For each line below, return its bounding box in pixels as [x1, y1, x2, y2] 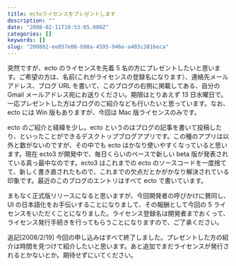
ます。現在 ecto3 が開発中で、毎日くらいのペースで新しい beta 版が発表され [7, 150, 228, 158]
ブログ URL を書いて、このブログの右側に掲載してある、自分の [37, 82, 220, 89]
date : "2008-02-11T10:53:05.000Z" [7, 23, 110, 31]
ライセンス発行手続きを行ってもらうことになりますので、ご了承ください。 [7, 218, 223, 226]
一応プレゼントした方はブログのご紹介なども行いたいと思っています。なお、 [7, 99, 230, 107]
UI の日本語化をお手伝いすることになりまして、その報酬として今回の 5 [7, 200, 212, 209]
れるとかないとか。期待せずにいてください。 [7, 251, 137, 259]
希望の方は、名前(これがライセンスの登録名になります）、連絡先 [25, 72, 211, 81]
